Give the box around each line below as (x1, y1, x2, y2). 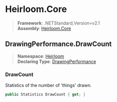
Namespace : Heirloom (17, 53, 65, 59)
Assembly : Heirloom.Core (17, 25, 71, 31)
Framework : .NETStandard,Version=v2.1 (17, 20, 100, 26)
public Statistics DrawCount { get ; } (5, 92, 86, 97)
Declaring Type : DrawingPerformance (17, 58, 96, 64)
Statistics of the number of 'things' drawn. (5, 82, 92, 88)
